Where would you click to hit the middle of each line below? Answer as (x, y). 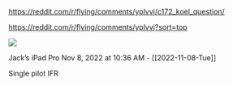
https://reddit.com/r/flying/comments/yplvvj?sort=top (98, 27)
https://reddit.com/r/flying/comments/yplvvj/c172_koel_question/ (116, 12)
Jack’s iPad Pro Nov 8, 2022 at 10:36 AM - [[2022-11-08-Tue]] (112, 58)
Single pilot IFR (34, 73)
